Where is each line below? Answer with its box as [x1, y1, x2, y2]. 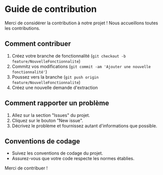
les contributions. [4, 25, 40, 31]
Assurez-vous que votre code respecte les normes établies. [11, 156, 135, 162]
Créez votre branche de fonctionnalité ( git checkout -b [11, 53, 126, 59]
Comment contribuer [4, 40, 71, 48]
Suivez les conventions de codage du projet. [11, 150, 103, 156]
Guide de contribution [4, 3, 97, 15]
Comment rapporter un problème [4, 99, 109, 107]
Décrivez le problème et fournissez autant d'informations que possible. [11, 123, 158, 129]
